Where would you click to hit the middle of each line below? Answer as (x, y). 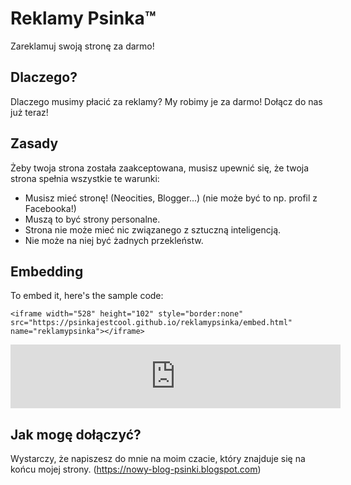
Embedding (47, 271)
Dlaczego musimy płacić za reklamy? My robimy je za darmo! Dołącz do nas (166, 101)
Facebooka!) (50, 208)
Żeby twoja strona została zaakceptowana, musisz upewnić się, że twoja (160, 168)
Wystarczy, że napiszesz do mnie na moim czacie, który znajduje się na (158, 459)
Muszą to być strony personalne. (92, 219)
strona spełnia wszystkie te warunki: (85, 178)
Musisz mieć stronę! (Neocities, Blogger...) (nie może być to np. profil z (171, 198)
